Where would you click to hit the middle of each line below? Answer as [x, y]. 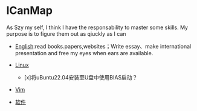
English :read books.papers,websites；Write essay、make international [103, 46]
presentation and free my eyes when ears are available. [84, 53]
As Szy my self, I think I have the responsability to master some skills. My [97, 27]
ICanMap [30, 11]
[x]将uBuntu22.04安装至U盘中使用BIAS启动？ [81, 77]
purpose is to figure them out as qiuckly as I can [66, 33]
